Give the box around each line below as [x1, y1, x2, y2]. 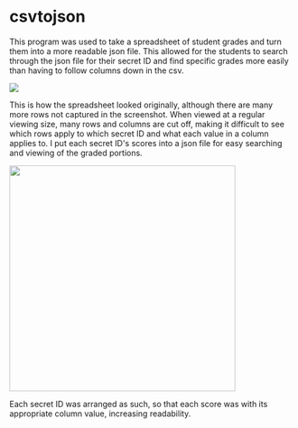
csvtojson [9, 6, 86, 27]
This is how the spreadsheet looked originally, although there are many [9, 99, 274, 110]
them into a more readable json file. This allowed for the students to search [9, 45, 289, 56]
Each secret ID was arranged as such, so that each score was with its [9, 398, 268, 409]
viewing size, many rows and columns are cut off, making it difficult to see [9, 118, 284, 129]
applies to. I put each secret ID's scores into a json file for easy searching [9, 137, 283, 148]
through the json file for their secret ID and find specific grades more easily [9, 55, 289, 66]
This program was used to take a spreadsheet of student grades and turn [9, 36, 283, 47]
